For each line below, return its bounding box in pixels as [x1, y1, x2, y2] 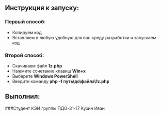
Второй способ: [5, 52, 44, 59]
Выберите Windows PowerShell [12, 73, 78, 79]
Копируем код [12, 29, 42, 35]
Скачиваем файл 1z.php [12, 63, 62, 68]
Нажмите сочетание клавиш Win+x [12, 68, 86, 74]
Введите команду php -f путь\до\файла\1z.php [12, 78, 110, 84]
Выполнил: [5, 92, 40, 101]
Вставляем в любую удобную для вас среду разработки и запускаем [12, 34, 157, 40]
